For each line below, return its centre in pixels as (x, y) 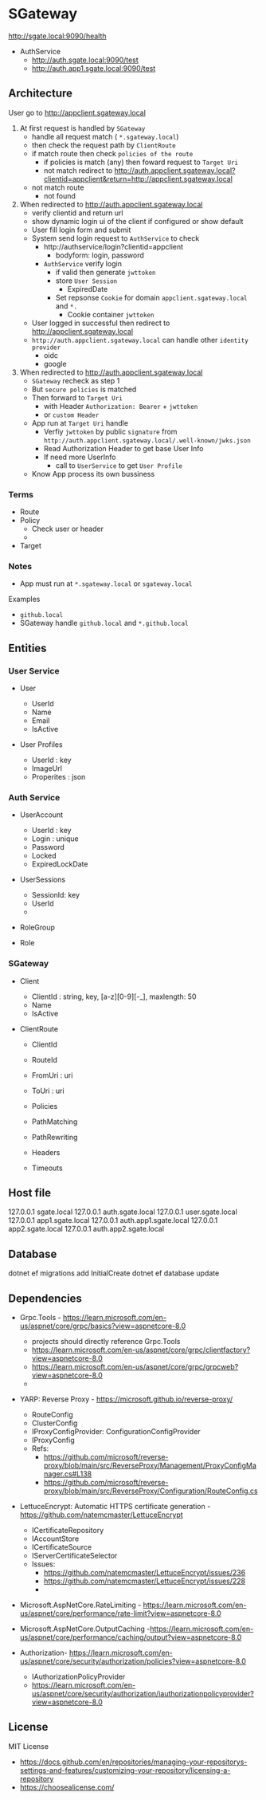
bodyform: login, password (100, 255)
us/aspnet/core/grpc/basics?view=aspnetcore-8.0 (103, 1326)
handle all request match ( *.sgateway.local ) (105, 136)
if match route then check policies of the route (112, 153)
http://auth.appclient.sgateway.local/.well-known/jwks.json (147, 440)
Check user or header (67, 529)
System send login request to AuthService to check (115, 238)
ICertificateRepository (68, 1531)
